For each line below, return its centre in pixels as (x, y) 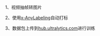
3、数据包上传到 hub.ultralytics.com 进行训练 (50, 28)
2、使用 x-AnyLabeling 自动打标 (37, 18)
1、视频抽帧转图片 (24, 7)
